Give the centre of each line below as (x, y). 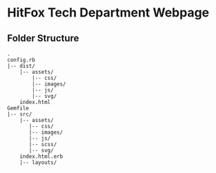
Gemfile (18, 108)
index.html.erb (41, 156)
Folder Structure (43, 38)
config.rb (21, 60)
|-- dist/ (21, 66)
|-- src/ (20, 114)
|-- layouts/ (38, 163)
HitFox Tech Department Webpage (108, 13)
